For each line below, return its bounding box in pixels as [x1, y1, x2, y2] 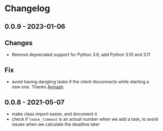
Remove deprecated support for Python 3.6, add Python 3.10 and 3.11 [11, 52, 150, 57]
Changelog [4, 3, 50, 14]
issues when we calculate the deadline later [11, 121, 100, 127]
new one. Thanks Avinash [11, 84, 64, 90]
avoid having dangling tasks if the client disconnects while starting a [11, 79, 149, 85]
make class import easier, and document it [11, 111, 97, 117]
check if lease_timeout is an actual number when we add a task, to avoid [11, 116, 158, 122]
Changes [4, 38, 33, 47]
